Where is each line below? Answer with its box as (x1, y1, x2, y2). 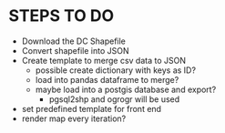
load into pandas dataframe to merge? (35, 74, 179, 85)
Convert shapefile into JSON (21, 45, 129, 56)
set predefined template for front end (21, 103, 161, 114)
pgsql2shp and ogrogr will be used (48, 93, 180, 105)
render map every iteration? (21, 113, 127, 124)
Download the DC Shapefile (21, 36, 127, 46)
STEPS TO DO (8, 5, 115, 26)
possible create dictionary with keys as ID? (35, 65, 197, 76)
